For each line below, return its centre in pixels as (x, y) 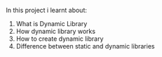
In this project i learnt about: (47, 10)
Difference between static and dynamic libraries (85, 46)
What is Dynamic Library (52, 24)
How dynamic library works (55, 31)
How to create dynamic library (60, 39)
